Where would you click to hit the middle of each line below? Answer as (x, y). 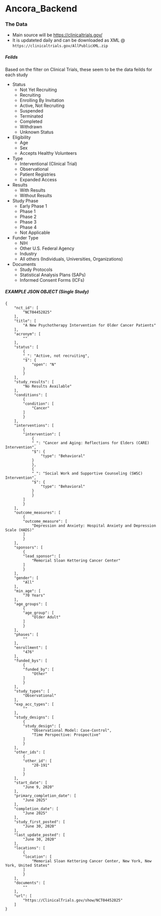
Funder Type (25, 238)
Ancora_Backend (41, 9)
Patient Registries (38, 174)
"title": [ (25, 321)
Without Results (36, 196)
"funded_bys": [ (31, 661)
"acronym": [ (27, 334)
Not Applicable (35, 232)
